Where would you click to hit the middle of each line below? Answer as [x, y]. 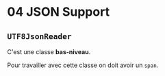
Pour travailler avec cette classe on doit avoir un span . [83, 65]
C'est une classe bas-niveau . [49, 52]
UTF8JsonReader [39, 36]
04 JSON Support [59, 12]
